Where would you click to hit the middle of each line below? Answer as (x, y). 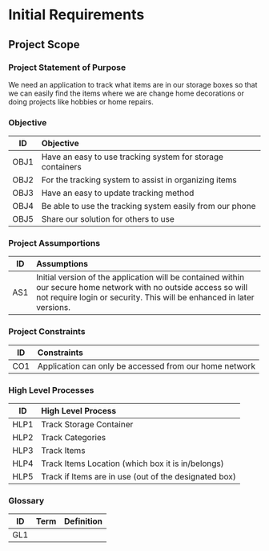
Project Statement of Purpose (67, 67)
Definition (83, 521)
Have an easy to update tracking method (118, 193)
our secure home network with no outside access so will (142, 288)
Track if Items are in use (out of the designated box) (139, 477)
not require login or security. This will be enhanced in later (145, 297)
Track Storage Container (87, 425)
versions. (53, 308)
